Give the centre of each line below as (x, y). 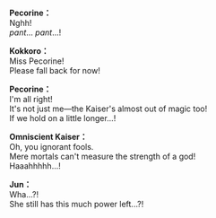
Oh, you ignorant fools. (52, 147)
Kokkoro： (29, 51)
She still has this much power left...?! (77, 205)
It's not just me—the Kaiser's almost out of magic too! (108, 109)
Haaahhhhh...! (35, 166)
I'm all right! (31, 100)
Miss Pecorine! (37, 61)
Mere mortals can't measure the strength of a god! (103, 157)
